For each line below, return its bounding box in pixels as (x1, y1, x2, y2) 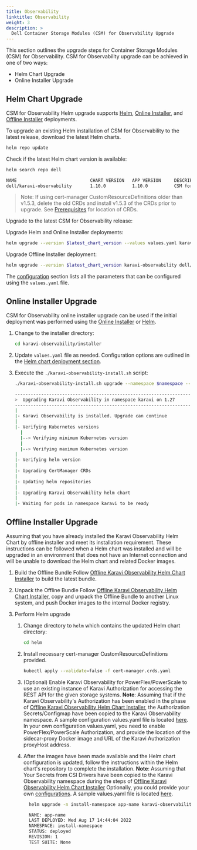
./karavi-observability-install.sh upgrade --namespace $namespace (14, 380, 183, 386)
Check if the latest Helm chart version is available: (6, 155, 127, 162)
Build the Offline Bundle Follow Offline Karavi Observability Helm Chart (14, 569, 186, 576)
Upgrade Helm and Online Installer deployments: (6, 229, 124, 236)
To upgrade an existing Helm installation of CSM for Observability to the (6, 127, 180, 134)
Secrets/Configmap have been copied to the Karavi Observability (23, 710, 181, 717)
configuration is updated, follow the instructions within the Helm (23, 759, 178, 766)
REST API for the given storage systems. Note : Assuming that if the (23, 691, 186, 698)
